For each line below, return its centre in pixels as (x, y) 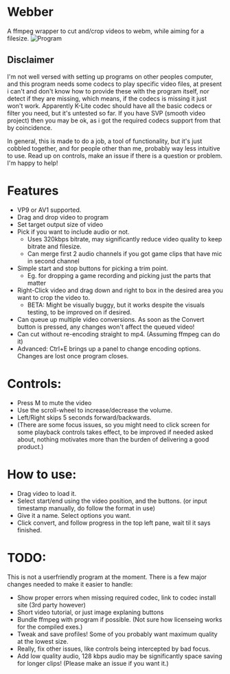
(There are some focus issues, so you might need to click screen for (114, 424)
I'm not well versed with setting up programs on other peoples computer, (110, 76)
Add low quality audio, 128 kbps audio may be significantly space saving (119, 656)
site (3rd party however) (51, 605)
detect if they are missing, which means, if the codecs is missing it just (107, 98)
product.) (30, 446)
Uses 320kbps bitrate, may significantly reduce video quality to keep (125, 239)
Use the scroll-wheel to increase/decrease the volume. (95, 410)
